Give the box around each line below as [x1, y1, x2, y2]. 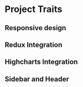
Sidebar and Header [5, 74, 69, 83]
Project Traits [5, 4, 63, 15]
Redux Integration [5, 40, 63, 49]
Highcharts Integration [5, 58, 78, 66]
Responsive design [5, 24, 66, 32]
